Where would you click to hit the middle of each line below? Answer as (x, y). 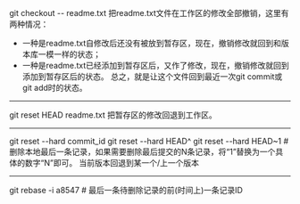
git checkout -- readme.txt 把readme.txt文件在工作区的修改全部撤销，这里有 (149, 13)
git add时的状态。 (54, 88)
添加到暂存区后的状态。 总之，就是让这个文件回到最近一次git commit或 (152, 77)
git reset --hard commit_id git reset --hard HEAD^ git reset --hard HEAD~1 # (149, 141)
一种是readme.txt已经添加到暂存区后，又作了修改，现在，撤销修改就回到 (156, 65)
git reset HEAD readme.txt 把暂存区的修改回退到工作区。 (113, 115)
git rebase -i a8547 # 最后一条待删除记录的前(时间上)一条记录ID (126, 190)
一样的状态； (77, 54)
